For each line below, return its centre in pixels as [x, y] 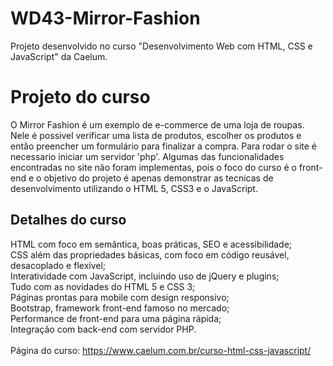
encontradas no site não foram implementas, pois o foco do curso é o [153, 167]
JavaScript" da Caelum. [59, 56]
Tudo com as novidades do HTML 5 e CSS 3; [103, 286]
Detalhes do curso [68, 220]
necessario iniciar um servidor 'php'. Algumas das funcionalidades [147, 156]
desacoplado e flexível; [58, 265]
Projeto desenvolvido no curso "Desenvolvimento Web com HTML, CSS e [161, 46]
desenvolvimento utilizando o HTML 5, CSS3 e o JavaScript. [134, 188]
